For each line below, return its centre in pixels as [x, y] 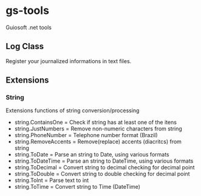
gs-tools [28, 11]
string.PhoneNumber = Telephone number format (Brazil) [86, 135]
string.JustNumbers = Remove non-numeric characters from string [98, 129]
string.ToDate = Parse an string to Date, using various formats [92, 155]
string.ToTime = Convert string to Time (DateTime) [77, 187]
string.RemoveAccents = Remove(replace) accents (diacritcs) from [98, 142]
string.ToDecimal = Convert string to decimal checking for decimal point [104, 167]
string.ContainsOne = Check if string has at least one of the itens [96, 123]
